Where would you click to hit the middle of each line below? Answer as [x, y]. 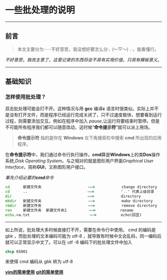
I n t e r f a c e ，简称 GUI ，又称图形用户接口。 [47, 167]
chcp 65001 [16, 252]
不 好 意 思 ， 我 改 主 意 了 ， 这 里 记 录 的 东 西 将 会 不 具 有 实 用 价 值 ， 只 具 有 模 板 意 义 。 [83, 60]
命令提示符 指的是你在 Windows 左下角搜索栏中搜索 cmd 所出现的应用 [89, 138]
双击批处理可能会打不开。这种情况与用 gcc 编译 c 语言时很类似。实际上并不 [82, 109]
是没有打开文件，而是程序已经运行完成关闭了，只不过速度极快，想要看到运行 [83, 115]
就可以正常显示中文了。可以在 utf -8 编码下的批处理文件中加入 [69, 242]
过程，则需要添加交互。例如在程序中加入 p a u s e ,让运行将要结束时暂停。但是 [83, 121]
